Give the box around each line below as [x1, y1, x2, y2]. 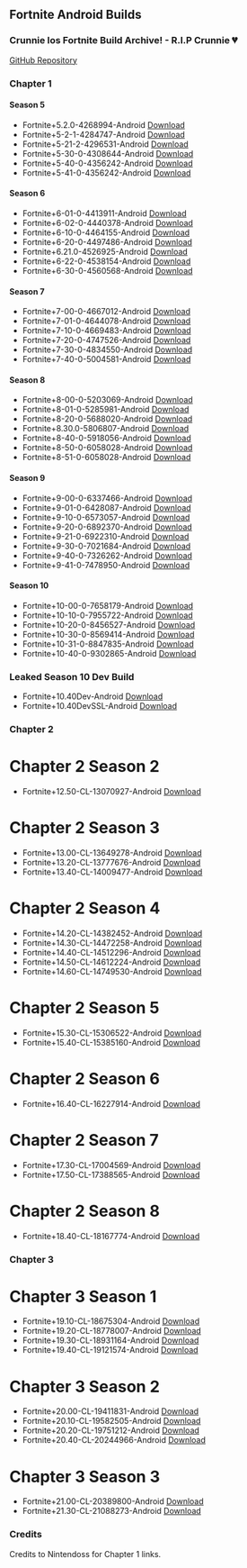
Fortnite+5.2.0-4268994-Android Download [22, 119, 186, 130]
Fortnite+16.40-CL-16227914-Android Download [22, 1098, 200, 1109]
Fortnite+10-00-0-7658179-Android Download [22, 600, 194, 611]
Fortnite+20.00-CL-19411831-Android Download [22, 1406, 199, 1417]
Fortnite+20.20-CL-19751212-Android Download [22, 1425, 200, 1436]
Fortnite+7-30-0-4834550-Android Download [22, 344, 193, 355]
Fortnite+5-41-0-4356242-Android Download [22, 167, 191, 178]
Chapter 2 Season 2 [9, 757, 160, 777]
